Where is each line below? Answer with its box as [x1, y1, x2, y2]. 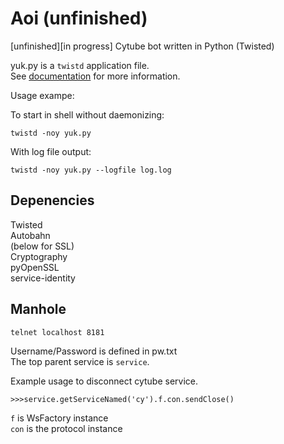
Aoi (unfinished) [10, 7, 148, 30]
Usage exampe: [10, 89, 75, 101]
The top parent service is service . [10, 355, 150, 367]
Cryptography [10, 250, 68, 262]
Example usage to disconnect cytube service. [10, 375, 199, 387]
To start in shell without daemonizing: [10, 108, 165, 121]
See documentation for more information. [10, 70, 181, 82]
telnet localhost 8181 [10, 327, 105, 337]
